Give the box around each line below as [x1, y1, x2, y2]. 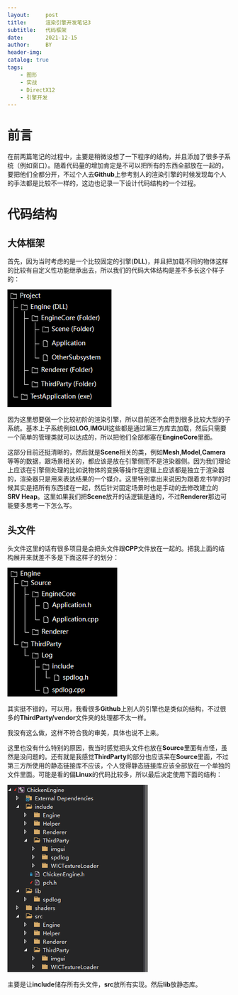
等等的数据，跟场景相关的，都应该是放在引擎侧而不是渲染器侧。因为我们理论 [7, 457, 231, 465]
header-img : [7, 49, 42, 56]
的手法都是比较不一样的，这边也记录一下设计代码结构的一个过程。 [7, 179, 200, 187]
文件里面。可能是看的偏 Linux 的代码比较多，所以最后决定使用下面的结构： [7, 771, 223, 778]
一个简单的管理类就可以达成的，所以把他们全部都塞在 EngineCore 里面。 [7, 433, 217, 442]
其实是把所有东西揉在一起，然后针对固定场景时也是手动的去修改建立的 [13, 484, 218, 492]
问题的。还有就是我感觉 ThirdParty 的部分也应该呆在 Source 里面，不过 [25, 753, 229, 761]
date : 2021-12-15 [7, 34, 78, 41]
